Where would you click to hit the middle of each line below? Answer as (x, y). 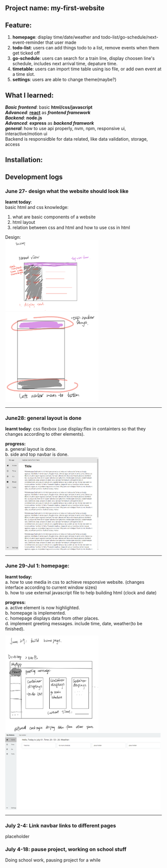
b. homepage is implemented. (36, 613)
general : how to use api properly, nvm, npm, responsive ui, (66, 129)
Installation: (24, 160)
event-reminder (28, 42)
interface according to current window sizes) (51, 587)
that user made (61, 42)
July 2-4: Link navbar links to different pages (61, 826)
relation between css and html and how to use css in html (71, 228)
